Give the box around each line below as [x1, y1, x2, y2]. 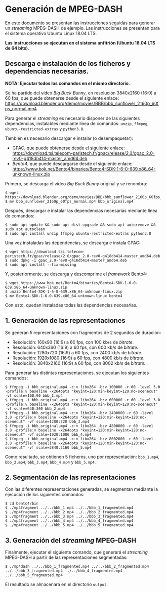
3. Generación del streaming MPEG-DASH [5, 536, 137, 545]
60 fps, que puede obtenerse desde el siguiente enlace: [5, 95, 120, 101]
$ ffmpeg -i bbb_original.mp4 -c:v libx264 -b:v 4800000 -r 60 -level [5, 423, 154, 428]
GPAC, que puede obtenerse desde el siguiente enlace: [12, 145, 125, 151]
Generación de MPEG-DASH [5, 3, 123, 15]
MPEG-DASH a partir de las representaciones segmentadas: [5, 554, 127, 560]
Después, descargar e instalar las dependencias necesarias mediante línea [5, 208, 158, 213]
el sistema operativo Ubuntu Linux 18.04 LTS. [5, 30, 97, 36]
